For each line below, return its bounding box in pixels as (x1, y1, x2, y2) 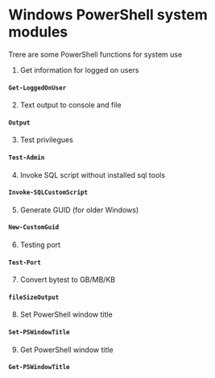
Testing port (19, 240, 61, 250)
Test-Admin (8, 153, 45, 162)
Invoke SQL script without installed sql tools (19, 170, 166, 179)
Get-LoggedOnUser (8, 83, 67, 92)
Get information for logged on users (19, 65, 139, 74)
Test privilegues (19, 135, 74, 145)
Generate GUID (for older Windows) (19, 204, 139, 215)
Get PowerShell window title (19, 345, 114, 355)
